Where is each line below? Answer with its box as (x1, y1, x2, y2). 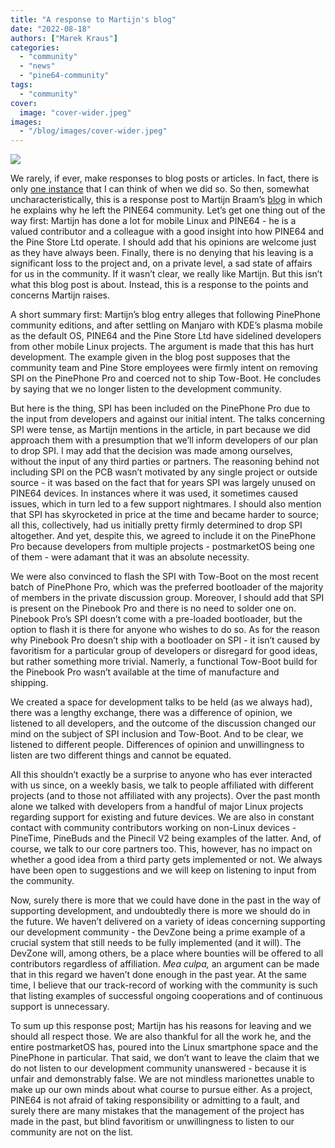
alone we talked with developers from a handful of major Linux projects (10, 801, 304, 813)
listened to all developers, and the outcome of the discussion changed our (10, 717, 317, 730)
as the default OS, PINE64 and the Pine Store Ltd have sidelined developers (10, 330, 322, 342)
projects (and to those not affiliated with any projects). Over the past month (10, 790, 321, 802)
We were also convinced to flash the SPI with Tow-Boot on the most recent (10, 571, 320, 583)
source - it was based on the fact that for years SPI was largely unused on (10, 477, 316, 489)
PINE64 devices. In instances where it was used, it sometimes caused (10, 487, 299, 500)
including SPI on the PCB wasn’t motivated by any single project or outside (10, 466, 318, 478)
